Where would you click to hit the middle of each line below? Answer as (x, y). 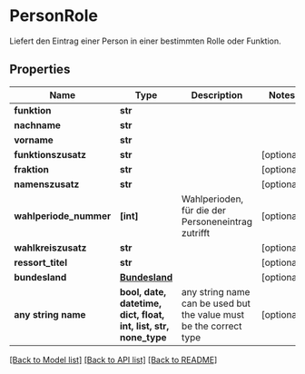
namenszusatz (47, 184)
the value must (213, 314)
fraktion (32, 169)
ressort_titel (41, 262)
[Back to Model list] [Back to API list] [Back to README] (113, 359)
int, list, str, (144, 326)
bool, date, (143, 291)
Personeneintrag (216, 221)
